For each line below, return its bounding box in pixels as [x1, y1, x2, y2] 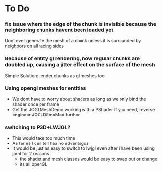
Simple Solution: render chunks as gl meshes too [5, 72, 105, 79]
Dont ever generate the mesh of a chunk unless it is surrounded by [5, 38, 141, 44]
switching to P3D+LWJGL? [5, 124, 71, 131]
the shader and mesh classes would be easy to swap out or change [19, 156, 157, 162]
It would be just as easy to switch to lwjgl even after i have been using [12, 145, 155, 151]
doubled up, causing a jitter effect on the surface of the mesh [5, 61, 155, 68]
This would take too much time [12, 135, 75, 141]
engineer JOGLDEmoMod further [12, 112, 80, 118]
